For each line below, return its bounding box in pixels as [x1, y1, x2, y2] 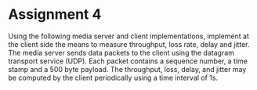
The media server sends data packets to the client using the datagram [8, 48, 235, 57]
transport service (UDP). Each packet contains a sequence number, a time [8, 56, 248, 66]
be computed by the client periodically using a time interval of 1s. [8, 73, 218, 82]
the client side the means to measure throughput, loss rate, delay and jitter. [8, 39, 250, 49]
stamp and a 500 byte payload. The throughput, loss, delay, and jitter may [8, 64, 247, 74]
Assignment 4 [8, 5, 102, 23]
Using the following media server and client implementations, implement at [8, 31, 249, 41]
